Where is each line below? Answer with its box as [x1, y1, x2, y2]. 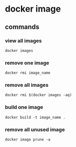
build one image [5, 104, 43, 111]
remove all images [5, 82, 49, 88]
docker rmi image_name [5, 70, 51, 76]
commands [5, 23, 39, 31]
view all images [5, 37, 42, 44]
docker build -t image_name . [5, 115, 66, 120]
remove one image [5, 59, 50, 66]
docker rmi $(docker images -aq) [5, 93, 72, 98]
